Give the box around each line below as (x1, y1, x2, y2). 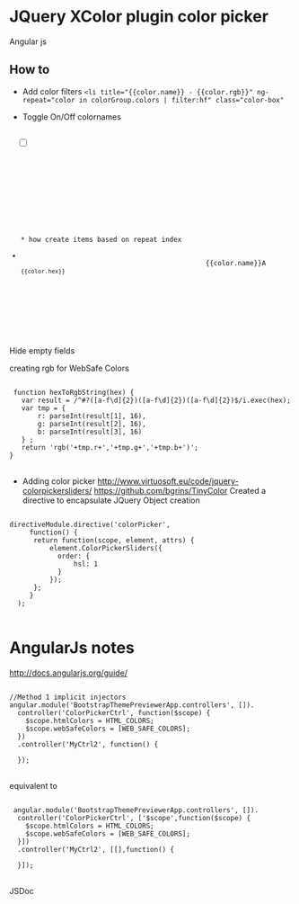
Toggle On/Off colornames (22, 111, 121, 122)
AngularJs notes (9, 638, 135, 658)
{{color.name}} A (205, 259, 267, 268)
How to (9, 62, 50, 77)
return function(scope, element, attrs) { (32, 536, 195, 545)
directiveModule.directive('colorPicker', (9, 520, 171, 529)
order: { (57, 551, 91, 560)
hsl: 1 (73, 559, 99, 568)
